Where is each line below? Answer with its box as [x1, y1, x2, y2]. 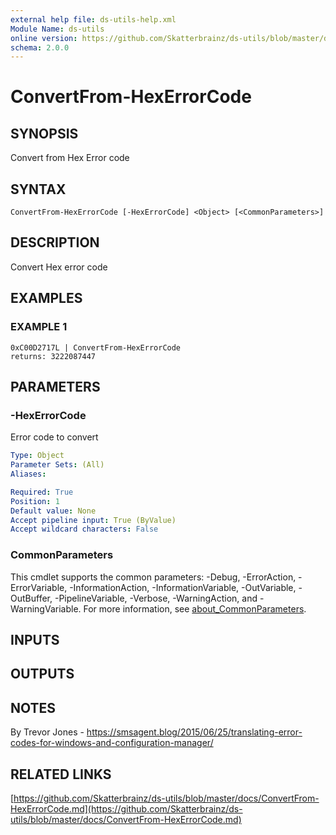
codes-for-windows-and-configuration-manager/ [10, 737, 214, 749]
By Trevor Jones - [10, 726, 85, 738]
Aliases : [10, 469, 47, 479]
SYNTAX [10, 181, 67, 198]
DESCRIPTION [10, 234, 100, 251]
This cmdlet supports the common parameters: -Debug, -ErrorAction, [10, 571, 297, 583]
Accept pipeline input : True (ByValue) [10, 515, 177, 525]
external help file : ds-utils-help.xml [10, 14, 177, 25]
